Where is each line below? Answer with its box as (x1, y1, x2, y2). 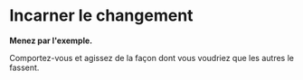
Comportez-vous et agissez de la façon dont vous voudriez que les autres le (9, 52, 294, 63)
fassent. (9, 62, 40, 73)
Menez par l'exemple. (9, 35, 93, 46)
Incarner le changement (9, 5, 194, 26)
